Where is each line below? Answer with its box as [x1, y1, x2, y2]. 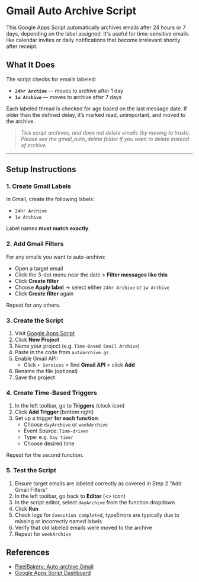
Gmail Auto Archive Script [6, 4, 137, 18]
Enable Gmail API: [14, 355, 59, 362]
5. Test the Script [6, 466, 56, 475]
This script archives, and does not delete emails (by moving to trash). [20, 129, 191, 136]
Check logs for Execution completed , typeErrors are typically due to [14, 511, 179, 519]
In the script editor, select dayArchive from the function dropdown [14, 498, 175, 505]
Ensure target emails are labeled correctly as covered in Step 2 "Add [14, 479, 182, 487]
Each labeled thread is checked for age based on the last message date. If [6, 105, 188, 112]
